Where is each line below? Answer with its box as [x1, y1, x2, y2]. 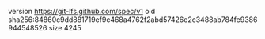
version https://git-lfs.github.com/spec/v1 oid [8, 7, 156, 16]
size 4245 [48, 23, 81, 32]
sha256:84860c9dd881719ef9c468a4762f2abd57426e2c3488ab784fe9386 [8, 15, 258, 24]
